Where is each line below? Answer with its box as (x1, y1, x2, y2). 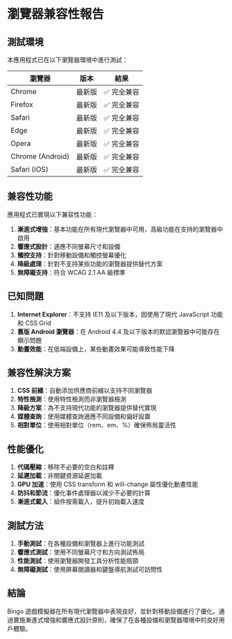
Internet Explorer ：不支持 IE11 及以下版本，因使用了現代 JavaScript (17, 310, 209, 318)
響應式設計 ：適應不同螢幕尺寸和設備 (17, 242, 121, 250)
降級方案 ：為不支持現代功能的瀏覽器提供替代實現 (17, 404, 157, 412)
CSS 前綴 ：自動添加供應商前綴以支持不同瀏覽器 (17, 387, 153, 395)
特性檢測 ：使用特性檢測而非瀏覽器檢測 (17, 395, 126, 403)
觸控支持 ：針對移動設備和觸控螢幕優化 (17, 250, 126, 259)
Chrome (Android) (10, 151, 70, 161)
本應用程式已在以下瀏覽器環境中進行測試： (7, 56, 128, 64)
